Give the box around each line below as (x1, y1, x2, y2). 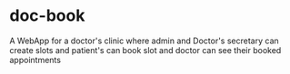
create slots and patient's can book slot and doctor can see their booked (9, 44, 282, 55)
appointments (9, 54, 62, 65)
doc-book (9, 5, 85, 26)
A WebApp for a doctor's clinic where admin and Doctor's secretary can (9, 35, 279, 46)
